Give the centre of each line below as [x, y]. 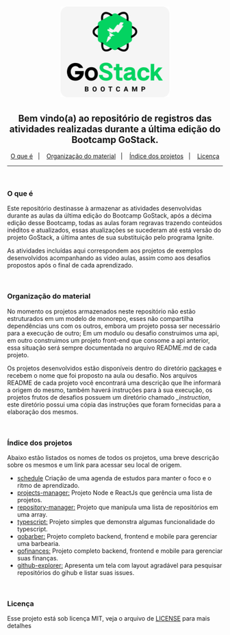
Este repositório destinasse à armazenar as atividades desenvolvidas [104, 209]
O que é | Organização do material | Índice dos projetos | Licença [115, 156]
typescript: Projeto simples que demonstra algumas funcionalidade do [116, 521]
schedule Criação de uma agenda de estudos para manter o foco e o [114, 478]
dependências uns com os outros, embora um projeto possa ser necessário [114, 326]
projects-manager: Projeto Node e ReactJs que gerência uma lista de [115, 493]
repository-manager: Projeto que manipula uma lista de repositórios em [117, 507]
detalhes [20, 626]
